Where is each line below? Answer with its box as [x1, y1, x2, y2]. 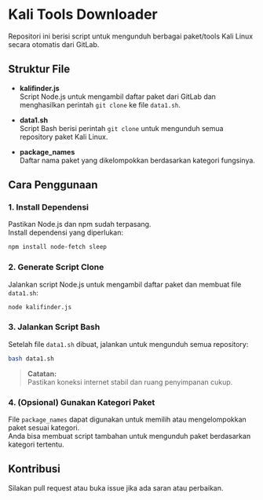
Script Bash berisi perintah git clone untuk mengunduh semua [19, 123, 224, 133]
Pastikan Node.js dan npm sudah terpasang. [8, 220, 152, 229]
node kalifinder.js [8, 303, 72, 311]
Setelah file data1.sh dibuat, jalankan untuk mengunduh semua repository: [8, 339, 249, 349]
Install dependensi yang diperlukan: [8, 228, 124, 237]
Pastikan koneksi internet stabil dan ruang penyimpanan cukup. [27, 377, 233, 386]
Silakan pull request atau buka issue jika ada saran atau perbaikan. [8, 483, 224, 492]
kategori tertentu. [8, 440, 64, 449]
